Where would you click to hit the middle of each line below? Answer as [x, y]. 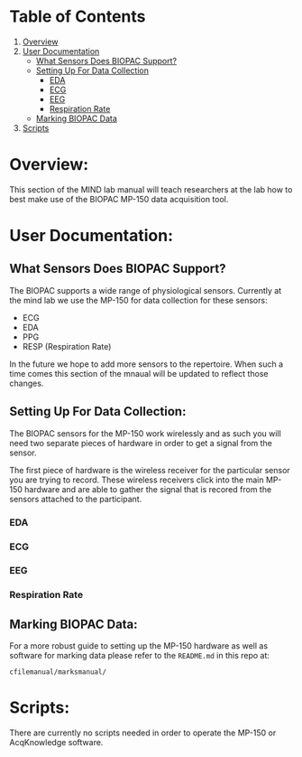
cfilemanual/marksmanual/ [58, 672]
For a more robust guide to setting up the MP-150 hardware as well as [139, 646]
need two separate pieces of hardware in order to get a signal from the [141, 443]
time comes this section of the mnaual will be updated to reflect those [139, 373]
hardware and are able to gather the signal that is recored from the [148, 489]
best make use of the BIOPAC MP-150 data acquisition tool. [119, 199]
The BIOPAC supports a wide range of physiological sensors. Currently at [146, 290]
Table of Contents [78, 17]
